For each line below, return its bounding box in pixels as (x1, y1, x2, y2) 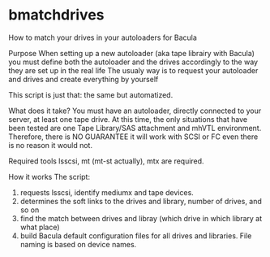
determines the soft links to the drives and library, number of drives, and (19, 196, 262, 206)
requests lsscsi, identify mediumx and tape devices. (19, 187, 195, 197)
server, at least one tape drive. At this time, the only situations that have (8, 114, 248, 124)
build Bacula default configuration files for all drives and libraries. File (19, 230, 252, 241)
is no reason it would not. (8, 140, 93, 150)
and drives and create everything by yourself (8, 74, 159, 84)
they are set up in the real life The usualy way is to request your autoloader (8, 65, 259, 75)
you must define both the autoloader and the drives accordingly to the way (8, 57, 258, 67)
